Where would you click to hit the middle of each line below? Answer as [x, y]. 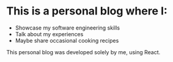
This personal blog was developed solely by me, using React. [83, 52]
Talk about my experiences [49, 34]
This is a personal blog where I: [87, 11]
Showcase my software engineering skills [68, 28]
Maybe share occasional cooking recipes [67, 40]
